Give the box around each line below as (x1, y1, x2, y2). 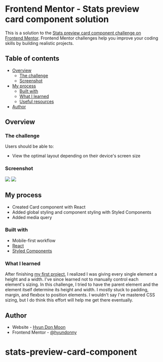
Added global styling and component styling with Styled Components (12, 209, 152, 215)
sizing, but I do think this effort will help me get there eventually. (5, 297, 133, 303)
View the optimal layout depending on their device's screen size (12, 153, 141, 159)
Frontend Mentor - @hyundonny (12, 329, 77, 335)
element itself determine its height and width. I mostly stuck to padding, (5, 287, 149, 293)
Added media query (12, 214, 52, 220)
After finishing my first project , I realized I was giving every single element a (5, 271, 157, 277)
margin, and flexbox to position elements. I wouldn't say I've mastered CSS (5, 292, 155, 298)
